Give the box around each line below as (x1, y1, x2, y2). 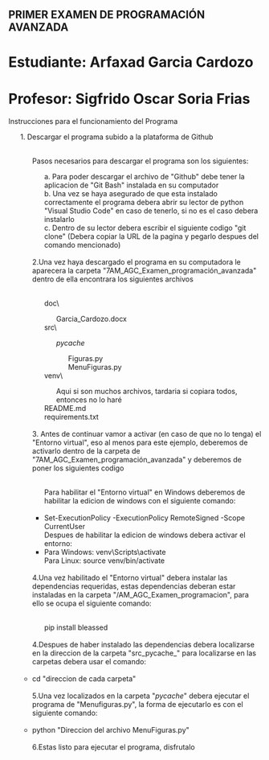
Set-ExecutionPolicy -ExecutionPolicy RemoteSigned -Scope (43, 512, 246, 523)
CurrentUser (43, 521, 86, 531)
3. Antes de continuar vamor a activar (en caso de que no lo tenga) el (31, 429, 262, 438)
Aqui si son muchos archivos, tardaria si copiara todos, (55, 386, 238, 396)
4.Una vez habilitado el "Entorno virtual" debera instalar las (31, 573, 228, 582)
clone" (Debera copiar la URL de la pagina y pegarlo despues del (43, 231, 259, 241)
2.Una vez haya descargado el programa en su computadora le (31, 257, 241, 266)
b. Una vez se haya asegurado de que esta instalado (43, 188, 218, 198)
